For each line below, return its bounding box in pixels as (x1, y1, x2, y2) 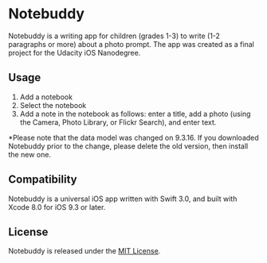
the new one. (8, 149, 52, 159)
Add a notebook (19, 92, 73, 102)
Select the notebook (19, 100, 87, 110)
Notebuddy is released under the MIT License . (8, 246, 161, 256)
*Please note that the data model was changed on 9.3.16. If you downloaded (8, 133, 259, 142)
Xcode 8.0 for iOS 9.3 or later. (8, 202, 106, 211)
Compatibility (8, 172, 77, 187)
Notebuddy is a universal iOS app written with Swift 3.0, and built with (8, 194, 238, 203)
